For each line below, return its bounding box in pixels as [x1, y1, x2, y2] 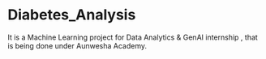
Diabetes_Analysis [7, 6, 136, 24]
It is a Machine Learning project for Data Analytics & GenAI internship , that [7, 32, 259, 42]
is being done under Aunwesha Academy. [7, 40, 148, 50]
